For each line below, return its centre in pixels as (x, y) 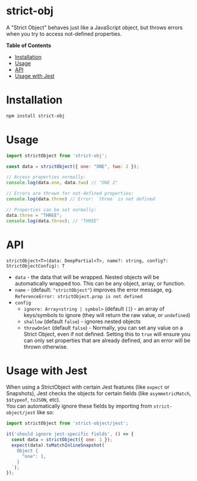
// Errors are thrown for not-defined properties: (70, 194)
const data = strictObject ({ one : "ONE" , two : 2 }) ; (73, 166)
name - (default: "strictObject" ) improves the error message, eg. (94, 290)
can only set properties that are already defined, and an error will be (107, 340)
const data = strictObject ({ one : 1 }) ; (62, 440)
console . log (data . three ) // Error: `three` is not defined (81, 199)
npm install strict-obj (36, 116)
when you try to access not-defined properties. (64, 33)
